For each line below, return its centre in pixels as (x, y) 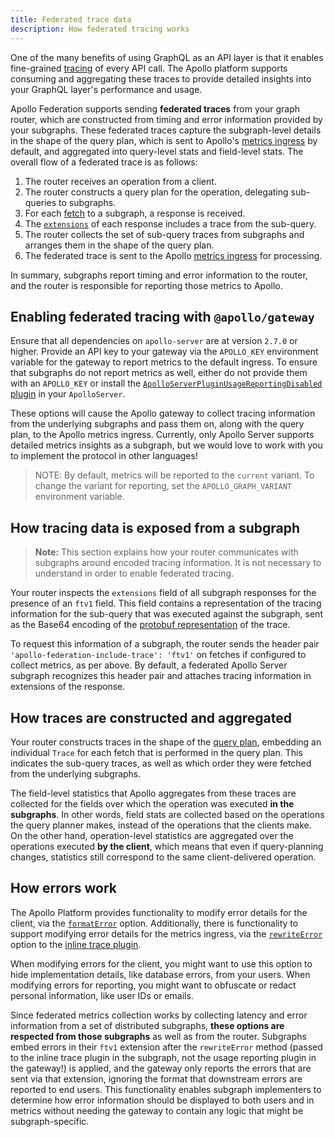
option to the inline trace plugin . (76, 944)
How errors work (64, 888)
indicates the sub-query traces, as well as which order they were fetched (161, 763)
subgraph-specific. (50, 1121)
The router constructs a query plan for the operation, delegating (156, 192)
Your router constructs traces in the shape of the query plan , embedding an (166, 742)
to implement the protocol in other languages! (104, 456)
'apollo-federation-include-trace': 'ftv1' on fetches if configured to (158, 655)
